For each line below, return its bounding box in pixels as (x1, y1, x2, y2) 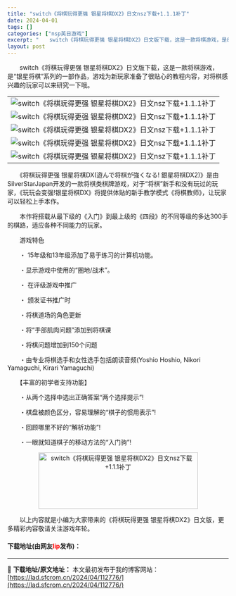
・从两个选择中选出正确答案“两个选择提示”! (19, 393, 144, 402)
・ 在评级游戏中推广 (19, 281, 77, 289)
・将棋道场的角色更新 (19, 311, 81, 319)
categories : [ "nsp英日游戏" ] (7, 30, 88, 37)
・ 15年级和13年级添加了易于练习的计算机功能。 (19, 251, 157, 259)
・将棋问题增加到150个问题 (19, 341, 98, 349)
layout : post (7, 43, 46, 50)
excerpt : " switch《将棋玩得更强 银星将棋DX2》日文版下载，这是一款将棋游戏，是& (7, 37, 230, 44)
